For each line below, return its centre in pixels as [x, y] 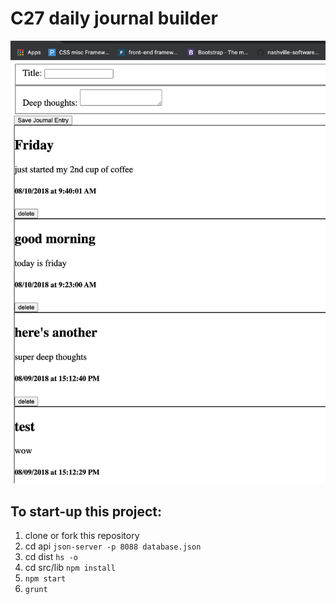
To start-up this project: [86, 511]
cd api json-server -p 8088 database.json [113, 546]
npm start [45, 578]
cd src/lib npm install [70, 567]
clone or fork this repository [82, 535]
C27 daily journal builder [114, 18]
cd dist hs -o [51, 556]
